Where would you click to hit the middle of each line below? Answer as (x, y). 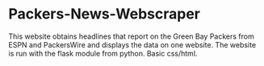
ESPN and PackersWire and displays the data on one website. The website (132, 44)
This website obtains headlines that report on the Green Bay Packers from (131, 36)
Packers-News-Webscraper (104, 14)
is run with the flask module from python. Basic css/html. (103, 53)
